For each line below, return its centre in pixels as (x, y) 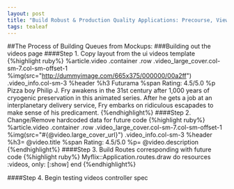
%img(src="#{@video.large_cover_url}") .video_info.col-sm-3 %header (110, 135)
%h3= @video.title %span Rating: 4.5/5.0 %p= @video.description (103, 142)
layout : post (26, 14)
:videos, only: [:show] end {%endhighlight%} (72, 165)
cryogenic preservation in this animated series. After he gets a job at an (110, 98)
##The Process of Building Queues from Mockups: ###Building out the (109, 47)
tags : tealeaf (28, 26)
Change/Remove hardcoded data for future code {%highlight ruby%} (106, 120)
